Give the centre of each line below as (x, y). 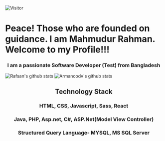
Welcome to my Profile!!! (57, 49)
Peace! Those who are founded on (78, 28)
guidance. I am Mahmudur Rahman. (80, 39)
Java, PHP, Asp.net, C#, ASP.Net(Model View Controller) (84, 119)
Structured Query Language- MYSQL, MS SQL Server (84, 133)
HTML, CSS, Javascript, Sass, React (84, 106)
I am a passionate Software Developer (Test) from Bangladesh (84, 65)
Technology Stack (84, 92)
